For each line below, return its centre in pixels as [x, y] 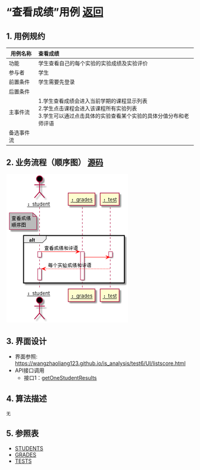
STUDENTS [29, 448]
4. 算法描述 [26, 399]
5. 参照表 [22, 434]
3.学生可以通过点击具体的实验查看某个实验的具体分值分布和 [111, 116]
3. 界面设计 [26, 341]
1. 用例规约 [26, 36]
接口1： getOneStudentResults [60, 378]
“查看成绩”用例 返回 [55, 12]
